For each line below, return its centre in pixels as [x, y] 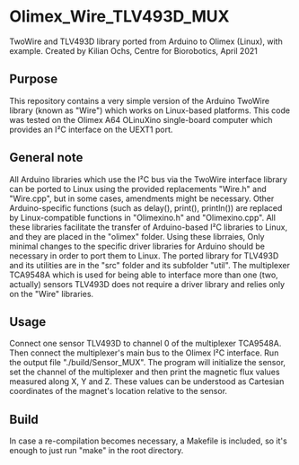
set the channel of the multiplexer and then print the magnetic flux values [145, 372]
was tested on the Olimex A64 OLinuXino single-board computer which [141, 119]
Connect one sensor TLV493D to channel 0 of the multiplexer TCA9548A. [145, 344]
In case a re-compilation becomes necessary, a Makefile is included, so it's [148, 441]
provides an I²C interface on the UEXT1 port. [91, 129]
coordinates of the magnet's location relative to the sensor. [118, 391]
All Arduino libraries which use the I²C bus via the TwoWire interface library [148, 179]
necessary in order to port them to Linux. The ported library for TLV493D [144, 255]
